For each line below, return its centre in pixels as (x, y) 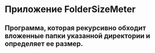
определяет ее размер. (44, 44)
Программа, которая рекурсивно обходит (75, 28)
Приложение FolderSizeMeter (70, 9)
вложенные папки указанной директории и (77, 36)
